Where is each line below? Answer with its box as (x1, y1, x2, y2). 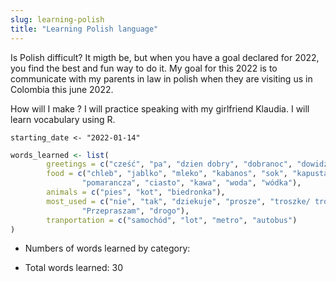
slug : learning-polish (10, 14, 105, 25)
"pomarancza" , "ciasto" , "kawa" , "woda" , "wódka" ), (81, 178, 302, 188)
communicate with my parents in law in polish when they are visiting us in (10, 72, 313, 85)
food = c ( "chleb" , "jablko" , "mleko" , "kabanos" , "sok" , (46, 169, 288, 179)
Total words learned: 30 (24, 262, 124, 274)
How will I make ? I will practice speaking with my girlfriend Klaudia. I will (10, 102, 310, 115)
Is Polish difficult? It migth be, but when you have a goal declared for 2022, (10, 51, 320, 63)
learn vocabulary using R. (10, 113, 116, 125)
